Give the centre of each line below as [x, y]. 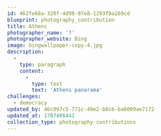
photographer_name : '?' [41, 33]
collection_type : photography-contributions [72, 122]
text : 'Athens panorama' [67, 90]
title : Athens [27, 26]
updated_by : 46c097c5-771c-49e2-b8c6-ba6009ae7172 [81, 109]
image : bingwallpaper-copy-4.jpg [55, 45]
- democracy [30, 103]
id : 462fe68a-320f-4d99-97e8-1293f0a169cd [69, 13]
